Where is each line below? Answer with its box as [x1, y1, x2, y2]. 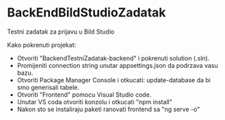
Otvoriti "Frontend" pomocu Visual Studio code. [16, 91, 152, 99]
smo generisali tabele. [16, 83, 80, 91]
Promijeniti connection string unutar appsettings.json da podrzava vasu [16, 61, 218, 69]
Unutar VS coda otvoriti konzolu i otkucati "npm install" [16, 97, 172, 106]
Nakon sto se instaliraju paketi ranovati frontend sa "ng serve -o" [16, 105, 200, 113]
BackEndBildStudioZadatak [7, 5, 166, 21]
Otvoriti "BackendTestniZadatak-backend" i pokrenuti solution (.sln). [16, 53, 210, 62]
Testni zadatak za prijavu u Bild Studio [7, 27, 115, 36]
